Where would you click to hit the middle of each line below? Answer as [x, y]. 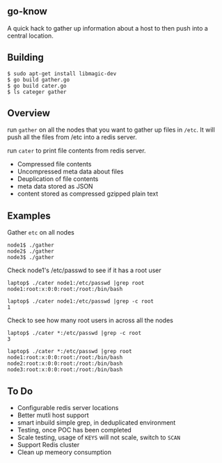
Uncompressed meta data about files [70, 172]
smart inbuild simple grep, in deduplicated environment [96, 423]
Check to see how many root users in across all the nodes [90, 320]
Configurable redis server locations [68, 408]
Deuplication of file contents [58, 179]
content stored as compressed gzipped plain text [88, 194]
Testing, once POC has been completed [74, 430]
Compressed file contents [54, 164]
